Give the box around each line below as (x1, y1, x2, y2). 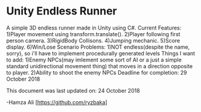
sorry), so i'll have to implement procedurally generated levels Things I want (6, 49, 195, 57)
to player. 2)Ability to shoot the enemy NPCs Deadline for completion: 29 (6, 69, 187, 76)
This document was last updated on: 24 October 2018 (6, 87, 140, 94)
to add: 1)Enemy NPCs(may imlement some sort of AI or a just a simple (6, 56, 182, 63)
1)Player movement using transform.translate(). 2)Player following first (6, 30, 180, 37)
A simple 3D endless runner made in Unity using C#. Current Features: (6, 24, 182, 31)
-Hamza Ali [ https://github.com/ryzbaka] (6, 98, 107, 106)
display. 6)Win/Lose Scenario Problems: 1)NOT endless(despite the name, (6, 43, 190, 51)
